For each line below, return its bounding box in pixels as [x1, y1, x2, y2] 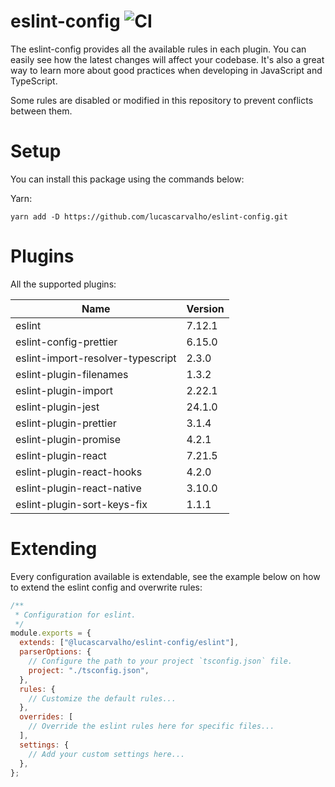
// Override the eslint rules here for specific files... [28, 721, 275, 732]
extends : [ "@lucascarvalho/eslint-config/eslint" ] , [19, 638, 240, 648]
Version [186, 301, 225, 315]
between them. [10, 105, 73, 117]
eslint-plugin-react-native [15, 481, 142, 495]
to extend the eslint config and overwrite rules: [10, 581, 203, 593]
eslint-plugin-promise [15, 432, 122, 446]
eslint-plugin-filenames [15, 367, 129, 381]
